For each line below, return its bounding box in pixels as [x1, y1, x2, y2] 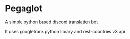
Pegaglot [5, 3, 43, 14]
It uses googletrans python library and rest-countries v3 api [5, 28, 126, 34]
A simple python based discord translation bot [5, 19, 98, 25]
